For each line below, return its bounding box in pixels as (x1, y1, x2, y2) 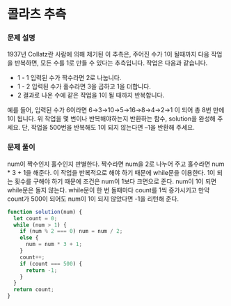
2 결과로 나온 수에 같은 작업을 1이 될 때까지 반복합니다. (17, 91, 165, 100)
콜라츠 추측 (7, 6, 67, 22)
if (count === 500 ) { (19, 260, 82, 267)
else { (19, 234, 39, 241)
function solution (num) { (7, 208, 82, 215)
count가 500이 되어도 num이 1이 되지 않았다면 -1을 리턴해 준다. (7, 194, 180, 203)
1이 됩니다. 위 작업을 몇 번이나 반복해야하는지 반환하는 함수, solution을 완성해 (7, 114, 216, 123)
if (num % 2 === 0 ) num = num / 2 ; (19, 228, 123, 235)
